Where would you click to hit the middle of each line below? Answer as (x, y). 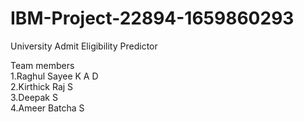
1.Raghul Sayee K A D (54, 76)
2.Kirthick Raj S (42, 86)
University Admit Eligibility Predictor (84, 46)
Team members (42, 65)
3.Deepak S (34, 97)
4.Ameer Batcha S (47, 108)
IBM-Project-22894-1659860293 (152, 18)
